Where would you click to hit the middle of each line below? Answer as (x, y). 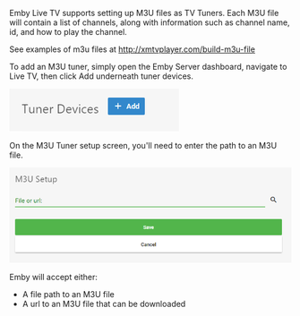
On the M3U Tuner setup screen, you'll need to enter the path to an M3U (143, 145)
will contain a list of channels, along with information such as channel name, (150, 22)
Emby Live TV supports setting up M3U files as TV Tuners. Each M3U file (144, 13)
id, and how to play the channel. (68, 32)
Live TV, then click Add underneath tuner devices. (102, 76)
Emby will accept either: (54, 277)
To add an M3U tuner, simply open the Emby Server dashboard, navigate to (148, 67)
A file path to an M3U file (68, 294)
